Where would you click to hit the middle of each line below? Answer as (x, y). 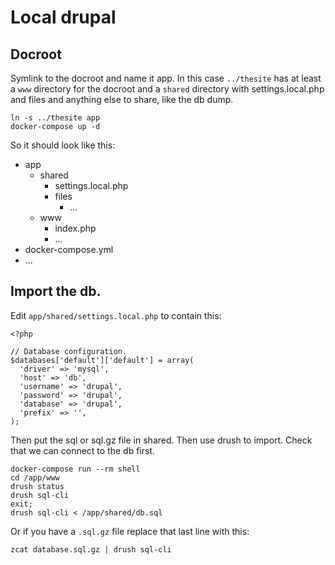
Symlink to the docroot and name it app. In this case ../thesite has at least (166, 78)
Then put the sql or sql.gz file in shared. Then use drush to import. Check (161, 440)
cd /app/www (35, 477)
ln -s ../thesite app (55, 118)
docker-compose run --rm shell (75, 469)
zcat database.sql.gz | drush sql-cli (91, 549)
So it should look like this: (63, 145)
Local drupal (63, 17)
